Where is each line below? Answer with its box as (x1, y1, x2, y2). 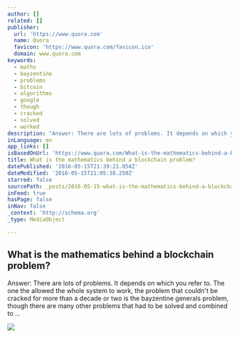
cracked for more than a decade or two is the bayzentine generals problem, (7, 294, 229, 302)
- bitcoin (14, 83, 43, 91)
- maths (14, 63, 37, 71)
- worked (14, 123, 40, 130)
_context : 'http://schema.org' (7, 210, 100, 217)
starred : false (7, 176, 53, 183)
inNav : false (7, 203, 46, 210)
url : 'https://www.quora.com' (14, 30, 103, 38)
